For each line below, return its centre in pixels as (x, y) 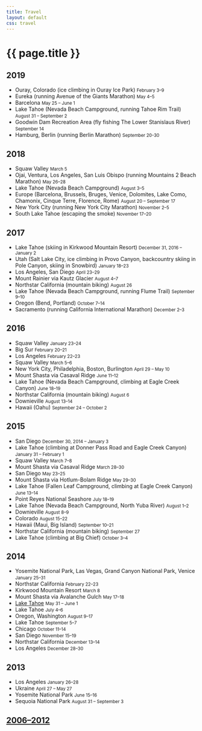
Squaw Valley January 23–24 (48, 343)
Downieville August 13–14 (44, 401)
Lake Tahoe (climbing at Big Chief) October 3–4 (71, 537)
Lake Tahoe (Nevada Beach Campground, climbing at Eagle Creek (97, 382)
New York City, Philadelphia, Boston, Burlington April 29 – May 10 (92, 369)
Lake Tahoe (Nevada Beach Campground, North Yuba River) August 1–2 (102, 505)
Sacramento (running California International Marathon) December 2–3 (100, 309)
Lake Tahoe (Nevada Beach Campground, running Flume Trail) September (105, 291)
